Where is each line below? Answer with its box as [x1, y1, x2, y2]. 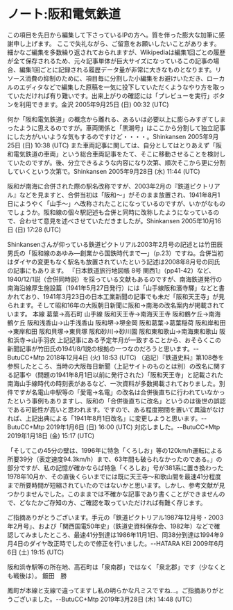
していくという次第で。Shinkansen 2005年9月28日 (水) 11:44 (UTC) [7, 167, 200, 175]
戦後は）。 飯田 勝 [12, 571, 67, 579]
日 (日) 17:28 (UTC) [7, 225, 61, 234]
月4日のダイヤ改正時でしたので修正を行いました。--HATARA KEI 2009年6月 [7, 539, 224, 547]
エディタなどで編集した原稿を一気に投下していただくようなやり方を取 [19, 83, 220, 91]
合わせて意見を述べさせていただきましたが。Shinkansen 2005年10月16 [19, 216, 222, 225]
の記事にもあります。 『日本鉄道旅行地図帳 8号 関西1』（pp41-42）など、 [7, 266, 215, 275]
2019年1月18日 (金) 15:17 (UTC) [7, 431, 95, 440]
